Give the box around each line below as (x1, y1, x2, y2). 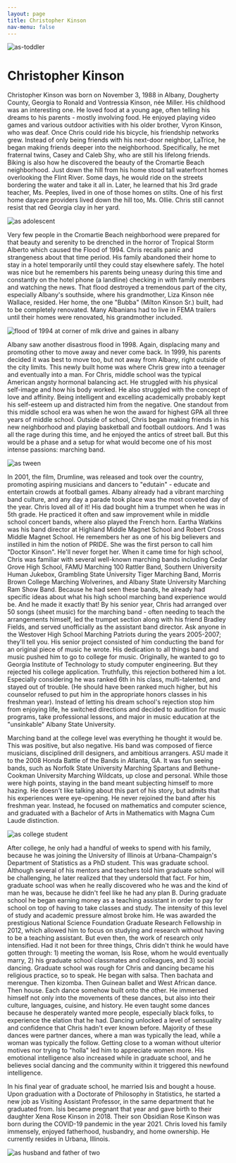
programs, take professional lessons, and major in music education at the (7, 713, 221, 721)
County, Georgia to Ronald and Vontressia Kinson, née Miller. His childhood (7, 98, 225, 107)
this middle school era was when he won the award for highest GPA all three (7, 408, 229, 416)
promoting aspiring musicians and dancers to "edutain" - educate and (7, 481, 210, 489)
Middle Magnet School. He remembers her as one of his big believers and (7, 533, 221, 541)
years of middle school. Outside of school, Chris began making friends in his (7, 416, 230, 424)
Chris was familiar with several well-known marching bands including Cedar (7, 555, 228, 564)
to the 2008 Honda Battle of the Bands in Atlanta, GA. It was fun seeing (7, 757, 213, 765)
